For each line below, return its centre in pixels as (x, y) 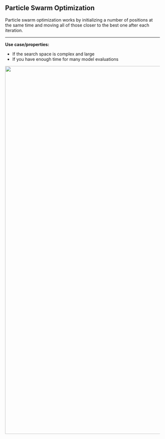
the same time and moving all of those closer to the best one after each (77, 25)
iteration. (14, 30)
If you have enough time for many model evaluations (65, 59)
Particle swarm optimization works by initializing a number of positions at (79, 20)
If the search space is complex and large (53, 54)
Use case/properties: (27, 44)
